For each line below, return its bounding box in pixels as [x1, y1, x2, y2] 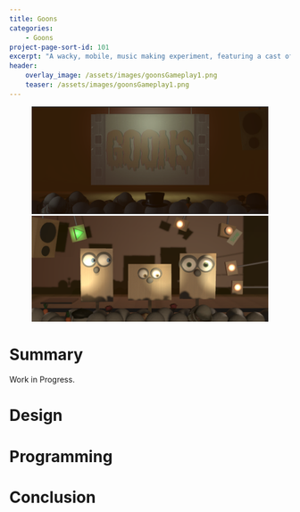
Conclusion [9, 487, 96, 508]
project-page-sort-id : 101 [9, 43, 110, 52]
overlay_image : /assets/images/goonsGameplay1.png [25, 71, 218, 80]
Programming [9, 446, 113, 467]
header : [9, 62, 38, 70]
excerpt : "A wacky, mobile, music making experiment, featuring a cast [9, 52, 281, 62]
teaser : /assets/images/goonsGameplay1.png [25, 80, 190, 89]
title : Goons [9, 14, 58, 23]
